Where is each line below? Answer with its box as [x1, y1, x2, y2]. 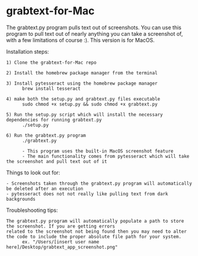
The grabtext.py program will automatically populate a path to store [6, 218, 184, 224]
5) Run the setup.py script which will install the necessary [6, 111, 163, 117]
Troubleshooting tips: [6, 207, 58, 214]
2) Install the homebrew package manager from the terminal [6, 70, 158, 76]
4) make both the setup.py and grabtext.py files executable [6, 96, 161, 102]
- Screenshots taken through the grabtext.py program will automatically [6, 180, 193, 186]
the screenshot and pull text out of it [6, 158, 108, 164]
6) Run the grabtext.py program [6, 132, 86, 138]
